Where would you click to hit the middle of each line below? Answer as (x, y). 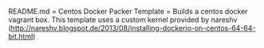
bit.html (21, 36)
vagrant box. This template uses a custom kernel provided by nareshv (123, 20)
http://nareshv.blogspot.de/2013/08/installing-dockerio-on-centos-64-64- (134, 28)
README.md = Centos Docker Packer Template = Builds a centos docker (128, 11)
